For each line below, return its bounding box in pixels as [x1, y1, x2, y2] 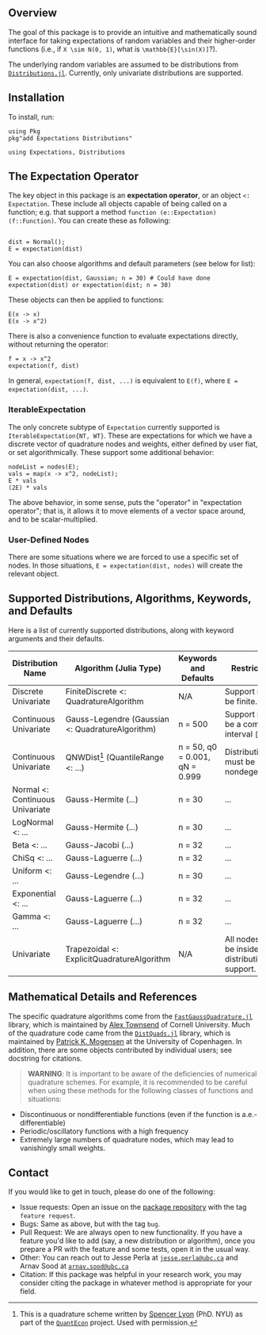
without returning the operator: [8, 340, 109, 350]
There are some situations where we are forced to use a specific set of [8, 553, 239, 562]
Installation [8, 91, 65, 105]
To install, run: [8, 112, 55, 121]
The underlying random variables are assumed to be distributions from [8, 59, 239, 69]
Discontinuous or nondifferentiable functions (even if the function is [19, 1109, 241, 1119]
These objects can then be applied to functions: [8, 295, 165, 304]
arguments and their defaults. [8, 633, 104, 643]
